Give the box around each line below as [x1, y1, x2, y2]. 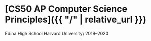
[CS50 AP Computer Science [5, 3, 128, 15]
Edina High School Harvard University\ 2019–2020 [5, 30, 109, 36]
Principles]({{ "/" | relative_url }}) [5, 14, 146, 25]
